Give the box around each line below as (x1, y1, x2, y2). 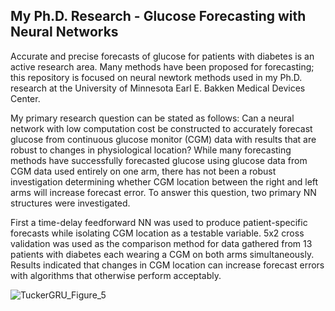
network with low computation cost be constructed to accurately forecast (10, 122, 313, 134)
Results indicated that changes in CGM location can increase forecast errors (10, 259, 325, 271)
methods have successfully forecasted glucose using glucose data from (10, 154, 308, 166)
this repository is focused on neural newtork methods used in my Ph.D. (10, 71, 303, 83)
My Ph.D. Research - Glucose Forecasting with (10, 8, 307, 25)
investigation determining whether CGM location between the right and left (10, 175, 319, 188)
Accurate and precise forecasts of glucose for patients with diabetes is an (10, 50, 315, 62)
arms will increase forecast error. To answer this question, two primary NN (10, 186, 317, 198)
